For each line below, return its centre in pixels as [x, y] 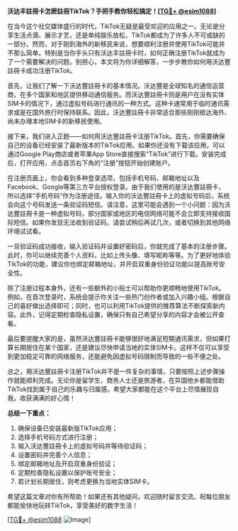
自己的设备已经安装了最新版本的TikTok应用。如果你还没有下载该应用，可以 [116, 145]
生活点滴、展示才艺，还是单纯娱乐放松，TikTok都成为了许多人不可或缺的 [119, 35]
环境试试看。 [26, 231]
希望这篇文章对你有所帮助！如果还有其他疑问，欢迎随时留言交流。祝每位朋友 [119, 497]
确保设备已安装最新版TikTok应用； [68, 428]
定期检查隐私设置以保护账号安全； [67, 472]
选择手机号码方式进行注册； [58, 437]
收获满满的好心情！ [47, 398]
